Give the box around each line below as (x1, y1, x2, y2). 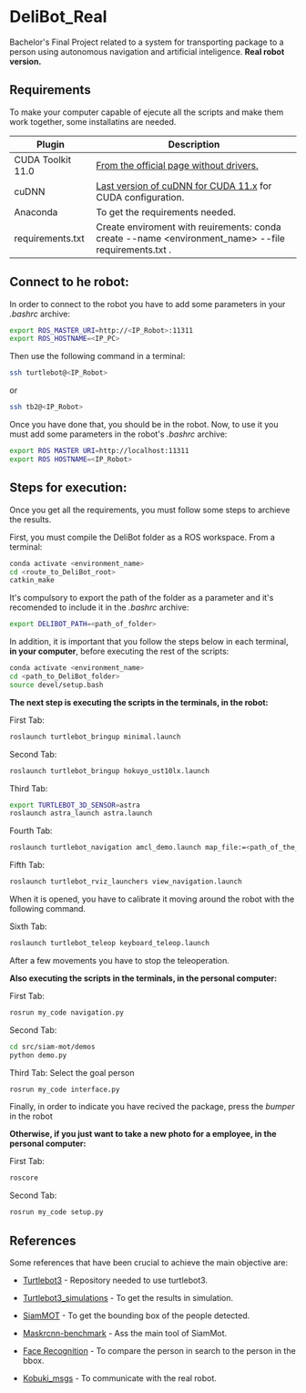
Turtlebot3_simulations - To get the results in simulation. (22, 1292, 234, 1303)
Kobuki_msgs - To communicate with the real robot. (22, 1372, 217, 1383)
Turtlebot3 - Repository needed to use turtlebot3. (22, 1274, 208, 1285)
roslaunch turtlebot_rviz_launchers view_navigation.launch (9, 877, 243, 886)
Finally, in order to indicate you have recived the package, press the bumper (9, 1101, 295, 1112)
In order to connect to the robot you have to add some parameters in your (9, 298, 286, 309)
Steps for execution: (9, 480, 127, 496)
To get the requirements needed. (96, 205, 237, 218)
